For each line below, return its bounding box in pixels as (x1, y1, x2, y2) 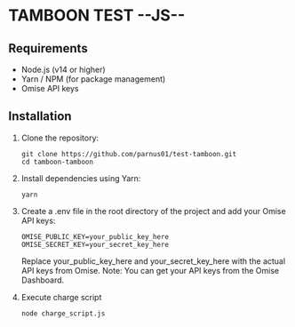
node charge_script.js (20, 308, 106, 318)
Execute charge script (20, 291, 102, 302)
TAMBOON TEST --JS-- (8, 5, 186, 26)
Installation (8, 108, 72, 124)
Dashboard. (20, 275, 65, 285)
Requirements (8, 41, 88, 56)
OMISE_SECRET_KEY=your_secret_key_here (20, 240, 170, 249)
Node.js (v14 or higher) (20, 64, 106, 75)
